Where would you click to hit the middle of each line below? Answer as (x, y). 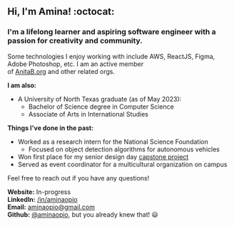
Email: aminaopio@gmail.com (51, 207)
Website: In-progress (39, 192)
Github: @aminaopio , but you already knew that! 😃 (83, 214)
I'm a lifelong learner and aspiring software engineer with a (112, 32)
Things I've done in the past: (51, 128)
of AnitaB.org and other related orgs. (61, 71)
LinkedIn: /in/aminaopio (42, 199)
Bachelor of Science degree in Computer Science (101, 107)
